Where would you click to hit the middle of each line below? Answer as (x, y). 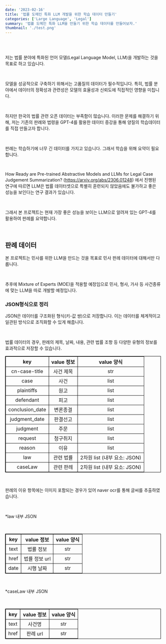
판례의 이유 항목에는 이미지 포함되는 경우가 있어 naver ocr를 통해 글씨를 (74, 490)
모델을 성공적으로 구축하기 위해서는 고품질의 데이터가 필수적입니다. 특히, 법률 (79, 84)
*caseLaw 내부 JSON (26, 591)
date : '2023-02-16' (25, 10)
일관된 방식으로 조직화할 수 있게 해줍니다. (45, 322)
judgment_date (27, 419)
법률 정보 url (37, 559)
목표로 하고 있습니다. (25, 64)
